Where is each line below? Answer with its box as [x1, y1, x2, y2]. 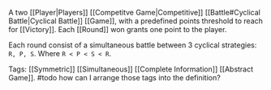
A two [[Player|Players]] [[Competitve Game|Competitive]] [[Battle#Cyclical [8, 8, 261, 17]
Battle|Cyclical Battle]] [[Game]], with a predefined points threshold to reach [8, 16, 264, 26]
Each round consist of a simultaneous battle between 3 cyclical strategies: [8, 40, 257, 50]
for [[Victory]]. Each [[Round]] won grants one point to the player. [8, 25, 227, 34]
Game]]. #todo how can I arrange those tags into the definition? [8, 73, 221, 82]
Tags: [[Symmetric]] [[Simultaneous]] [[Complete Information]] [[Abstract [8, 64, 254, 74]
